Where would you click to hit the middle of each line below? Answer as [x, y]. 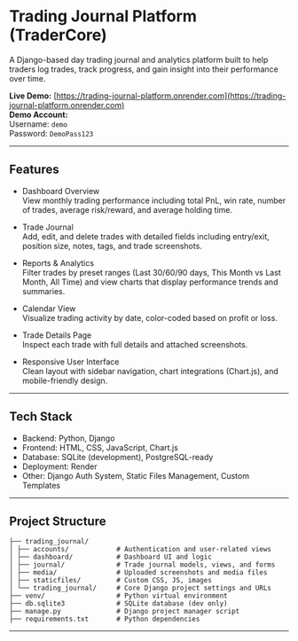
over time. [27, 78]
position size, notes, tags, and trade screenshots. [112, 246]
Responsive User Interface [71, 362]
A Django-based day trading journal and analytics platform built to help [139, 59]
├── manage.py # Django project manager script [125, 612]
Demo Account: [39, 114]
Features [34, 170]
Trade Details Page [57, 335]
